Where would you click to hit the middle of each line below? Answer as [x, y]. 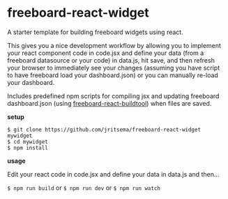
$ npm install [28, 148]
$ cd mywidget [28, 142]
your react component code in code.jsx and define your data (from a [106, 53]
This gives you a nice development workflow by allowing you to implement [114, 45]
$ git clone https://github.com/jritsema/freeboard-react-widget [104, 129]
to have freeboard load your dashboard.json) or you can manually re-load [113, 75]
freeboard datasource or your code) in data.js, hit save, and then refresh [111, 60]
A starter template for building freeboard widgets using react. [95, 32]
